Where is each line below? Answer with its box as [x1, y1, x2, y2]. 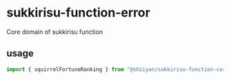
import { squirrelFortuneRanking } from [6, 66, 125, 73]
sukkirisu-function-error [6, 5, 151, 21]
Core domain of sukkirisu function [6, 28, 103, 36]
